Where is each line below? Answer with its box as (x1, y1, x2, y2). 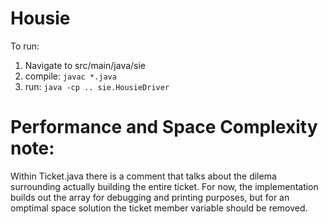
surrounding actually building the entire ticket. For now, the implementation (10, 180, 319, 192)
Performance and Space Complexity (10, 116, 318, 139)
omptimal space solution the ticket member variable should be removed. (10, 202, 308, 214)
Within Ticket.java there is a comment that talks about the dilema (10, 170, 277, 182)
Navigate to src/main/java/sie (24, 59, 147, 71)
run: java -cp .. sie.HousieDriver (24, 80, 170, 92)
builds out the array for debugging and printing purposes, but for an (10, 191, 290, 203)
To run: (10, 40, 40, 52)
